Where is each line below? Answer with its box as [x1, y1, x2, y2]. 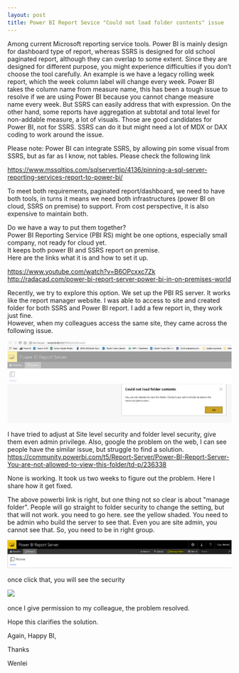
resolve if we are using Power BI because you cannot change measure [7, 92, 214, 101]
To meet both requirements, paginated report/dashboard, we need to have [7, 186, 225, 195]
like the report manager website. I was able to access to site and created [7, 296, 221, 304]
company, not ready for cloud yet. [7, 238, 107, 247]
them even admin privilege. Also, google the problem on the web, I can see [7, 438, 227, 446]
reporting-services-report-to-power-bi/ [7, 173, 123, 181]
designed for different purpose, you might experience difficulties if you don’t [7, 62, 232, 70]
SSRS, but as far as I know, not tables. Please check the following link [7, 152, 211, 160]
